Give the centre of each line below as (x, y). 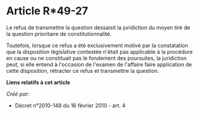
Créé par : (18, 94)
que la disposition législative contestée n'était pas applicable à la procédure (99, 51)
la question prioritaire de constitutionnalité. (59, 33)
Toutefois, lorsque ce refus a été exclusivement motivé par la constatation (97, 45)
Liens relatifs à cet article (38, 82)
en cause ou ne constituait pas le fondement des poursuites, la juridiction (97, 58)
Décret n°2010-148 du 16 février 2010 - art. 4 (70, 105)
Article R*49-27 (47, 11)
